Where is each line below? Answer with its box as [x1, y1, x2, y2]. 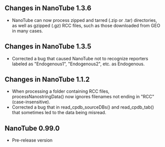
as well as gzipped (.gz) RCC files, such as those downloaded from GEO [11, 22, 161, 28]
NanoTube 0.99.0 [4, 124, 60, 133]
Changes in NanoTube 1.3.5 [4, 42, 92, 51]
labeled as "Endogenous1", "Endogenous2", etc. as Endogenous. [11, 61, 145, 67]
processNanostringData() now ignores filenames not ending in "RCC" [11, 94, 155, 100]
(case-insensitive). [11, 99, 50, 105]
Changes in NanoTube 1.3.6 [4, 4, 92, 12]
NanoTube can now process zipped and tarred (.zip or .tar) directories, [11, 17, 158, 23]
